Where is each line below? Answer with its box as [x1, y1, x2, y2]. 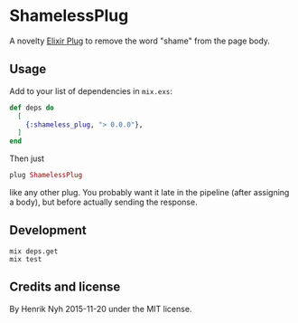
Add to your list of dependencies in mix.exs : [9, 85, 173, 96]
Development [9, 223, 88, 238]
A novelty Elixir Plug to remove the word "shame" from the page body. [9, 35, 271, 46]
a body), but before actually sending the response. [9, 196, 198, 207]
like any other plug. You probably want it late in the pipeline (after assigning [9, 187, 290, 197]
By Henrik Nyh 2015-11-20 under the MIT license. [9, 303, 192, 314]
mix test [9, 254, 42, 263]
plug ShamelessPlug [9, 171, 83, 180]
